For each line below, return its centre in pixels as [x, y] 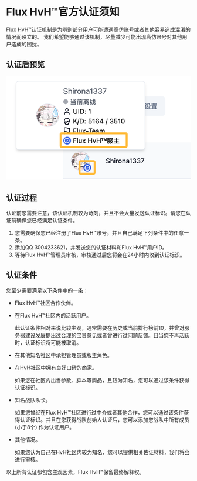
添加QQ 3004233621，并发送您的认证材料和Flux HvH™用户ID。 [91, 248]
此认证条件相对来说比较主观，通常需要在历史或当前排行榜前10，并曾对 [99, 328]
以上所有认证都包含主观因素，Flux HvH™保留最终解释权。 [75, 472]
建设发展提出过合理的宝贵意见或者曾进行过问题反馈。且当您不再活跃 [107, 335]
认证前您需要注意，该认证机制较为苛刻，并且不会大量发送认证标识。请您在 [96, 213]
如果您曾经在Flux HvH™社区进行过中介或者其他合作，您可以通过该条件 [99, 412]
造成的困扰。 [26, 44]
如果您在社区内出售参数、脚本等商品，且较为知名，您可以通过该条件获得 [102, 380]
